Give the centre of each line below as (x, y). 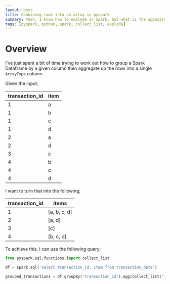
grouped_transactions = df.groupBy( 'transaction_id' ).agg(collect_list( (83, 276)
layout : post (19, 10)
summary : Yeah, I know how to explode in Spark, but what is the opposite (86, 19)
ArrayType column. (25, 74)
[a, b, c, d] (60, 212)
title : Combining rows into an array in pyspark (57, 15)
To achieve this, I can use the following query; (53, 249)
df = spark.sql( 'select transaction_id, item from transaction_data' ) (81, 268)
